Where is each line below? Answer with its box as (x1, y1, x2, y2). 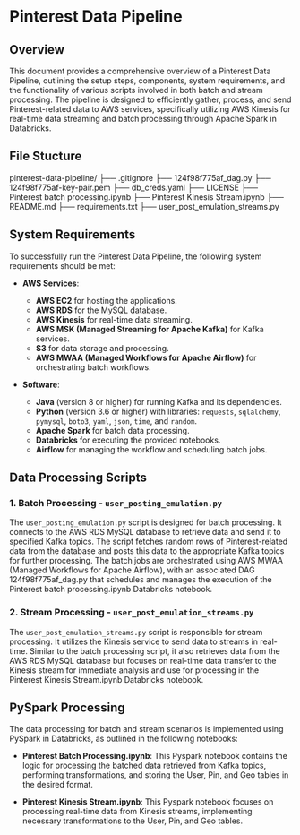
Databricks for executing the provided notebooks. (35, 435, 221, 445)
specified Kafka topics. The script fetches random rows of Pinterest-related (9, 536, 288, 547)
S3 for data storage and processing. (35, 342, 169, 353)
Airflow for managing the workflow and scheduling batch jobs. (35, 443, 268, 454)
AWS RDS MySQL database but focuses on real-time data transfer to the (9, 655, 277, 666)
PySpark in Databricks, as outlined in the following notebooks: (9, 733, 239, 745)
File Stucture (9, 149, 82, 164)
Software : (21, 379, 60, 390)
